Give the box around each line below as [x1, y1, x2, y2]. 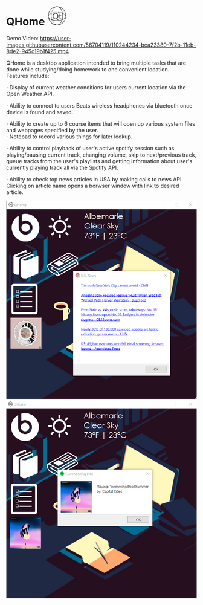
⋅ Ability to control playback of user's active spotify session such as [6, 144, 175, 152]
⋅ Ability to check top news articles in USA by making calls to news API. [6, 175, 183, 183]
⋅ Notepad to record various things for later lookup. [6, 133, 133, 140]
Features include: [6, 72, 50, 79]
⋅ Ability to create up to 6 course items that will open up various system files [6, 120, 195, 127]
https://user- [40, 34, 71, 42]
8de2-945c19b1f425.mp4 [6, 47, 69, 54]
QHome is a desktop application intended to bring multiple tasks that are [6, 59, 186, 66]
